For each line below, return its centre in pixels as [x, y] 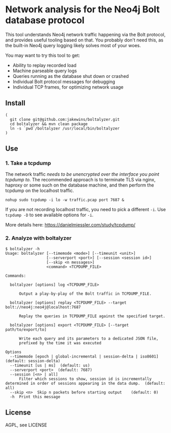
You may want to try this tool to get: [43, 55]
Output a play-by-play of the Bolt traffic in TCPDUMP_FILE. [85, 294]
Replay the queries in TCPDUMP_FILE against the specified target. [92, 316]
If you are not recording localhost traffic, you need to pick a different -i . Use [86, 210]
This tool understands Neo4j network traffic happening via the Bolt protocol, [86, 34]
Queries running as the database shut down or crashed [71, 76]
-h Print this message [35, 397]
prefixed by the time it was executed [60, 343]
